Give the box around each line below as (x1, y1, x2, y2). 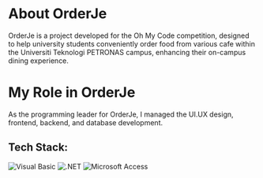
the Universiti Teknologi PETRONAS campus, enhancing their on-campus (8, 47, 246, 57)
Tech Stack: (8, 141, 69, 154)
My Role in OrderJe (8, 83, 136, 102)
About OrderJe (8, 5, 107, 23)
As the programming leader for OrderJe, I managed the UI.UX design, (8, 109, 235, 119)
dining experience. (8, 56, 70, 65)
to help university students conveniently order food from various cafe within (8, 39, 255, 48)
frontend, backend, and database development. (8, 117, 163, 127)
